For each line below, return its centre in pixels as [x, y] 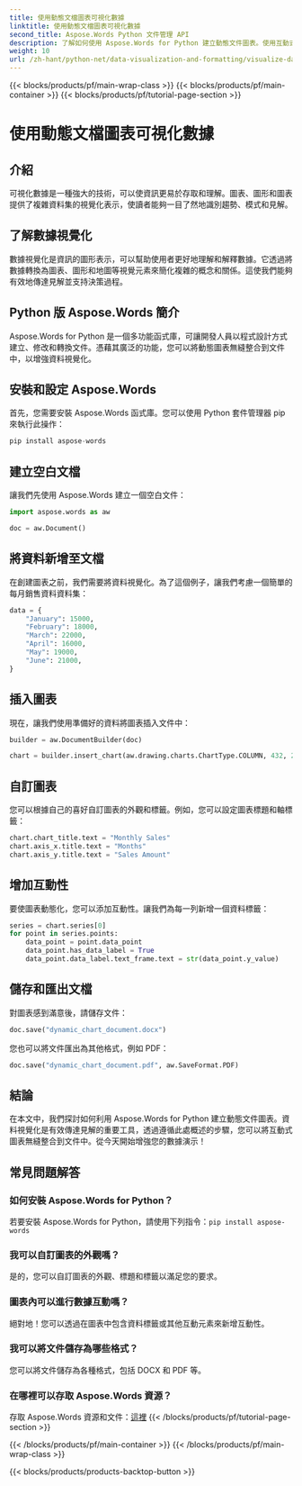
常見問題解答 [45, 1172]
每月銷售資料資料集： [49, 593]
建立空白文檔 [45, 471]
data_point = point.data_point [84, 942]
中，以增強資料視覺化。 [53, 358]
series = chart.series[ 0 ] [58, 925]
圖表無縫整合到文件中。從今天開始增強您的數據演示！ [108, 1141]
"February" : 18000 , [62, 627]
